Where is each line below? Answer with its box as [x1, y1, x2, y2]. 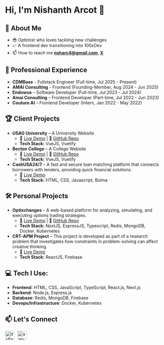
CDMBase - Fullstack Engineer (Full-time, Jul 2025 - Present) [12, 79, 137, 85]
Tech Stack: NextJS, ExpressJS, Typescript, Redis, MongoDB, [19, 223, 146, 229]
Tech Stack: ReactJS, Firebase [19, 254, 82, 260]
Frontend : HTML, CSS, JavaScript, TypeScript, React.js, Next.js [12, 285, 141, 291]
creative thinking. [12, 244, 48, 250]
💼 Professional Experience [5, 66, 87, 74]
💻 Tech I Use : [5, 269, 48, 277]
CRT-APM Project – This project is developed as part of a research [12, 233, 148, 239]
